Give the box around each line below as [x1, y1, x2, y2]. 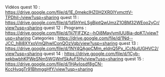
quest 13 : [119, 40, 139, 46]
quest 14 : [43, 51, 64, 57]
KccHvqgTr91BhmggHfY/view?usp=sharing [5, 66, 93, 72]
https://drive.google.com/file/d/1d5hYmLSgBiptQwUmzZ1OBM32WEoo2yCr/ [5, 19, 160, 25]
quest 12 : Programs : [43, 25, 87, 31]
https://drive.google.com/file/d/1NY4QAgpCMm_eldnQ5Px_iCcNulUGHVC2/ [5, 46, 159, 51]
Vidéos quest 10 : [5, 4, 40, 10]
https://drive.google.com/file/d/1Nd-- [57, 35, 133, 41]
